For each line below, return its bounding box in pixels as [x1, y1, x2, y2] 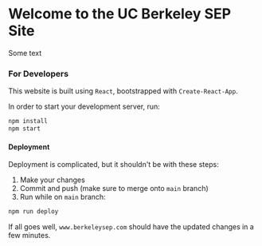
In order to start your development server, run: [8, 101, 161, 112]
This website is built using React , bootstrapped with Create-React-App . [8, 86, 238, 96]
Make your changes [19, 175, 85, 184]
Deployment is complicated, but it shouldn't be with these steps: [8, 160, 219, 169]
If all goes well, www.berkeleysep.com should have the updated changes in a [8, 222, 255, 232]
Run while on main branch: [19, 192, 106, 202]
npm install [8, 117, 48, 125]
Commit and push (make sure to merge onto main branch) [19, 184, 209, 193]
